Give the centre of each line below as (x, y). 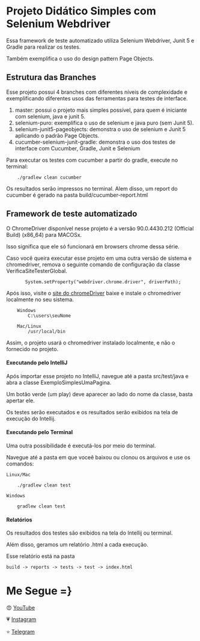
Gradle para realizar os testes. (44, 47)
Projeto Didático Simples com (81, 11)
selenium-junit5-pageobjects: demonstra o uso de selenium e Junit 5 (100, 129)
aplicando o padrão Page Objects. (57, 135)
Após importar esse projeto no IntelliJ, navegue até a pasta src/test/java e (98, 376)
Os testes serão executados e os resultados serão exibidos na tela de (92, 412)
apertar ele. (20, 400)
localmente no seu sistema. (40, 299)
